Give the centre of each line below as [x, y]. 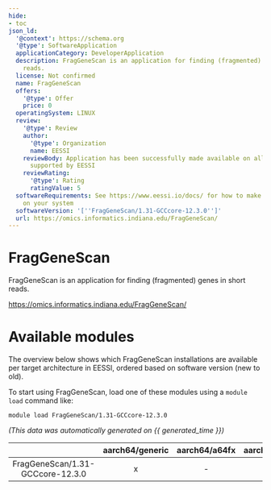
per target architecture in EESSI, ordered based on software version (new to [134, 368]
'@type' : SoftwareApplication [66, 46]
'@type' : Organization [68, 143]
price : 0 [38, 106]
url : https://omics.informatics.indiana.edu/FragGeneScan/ [117, 218]
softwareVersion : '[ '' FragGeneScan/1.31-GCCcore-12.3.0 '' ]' [119, 210]
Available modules [71, 337]
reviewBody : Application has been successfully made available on [137, 158]
